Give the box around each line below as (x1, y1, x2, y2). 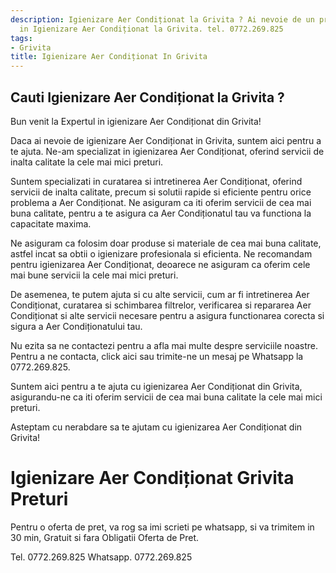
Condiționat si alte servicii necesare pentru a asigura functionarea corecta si (10, 309, 325, 321)
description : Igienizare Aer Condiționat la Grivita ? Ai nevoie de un (10, 14, 315, 25)
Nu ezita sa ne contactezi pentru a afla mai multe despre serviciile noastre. (10, 339, 318, 351)
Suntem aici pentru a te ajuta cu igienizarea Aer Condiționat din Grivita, (10, 380, 303, 392)
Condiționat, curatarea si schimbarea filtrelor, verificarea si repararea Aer (10, 299, 312, 311)
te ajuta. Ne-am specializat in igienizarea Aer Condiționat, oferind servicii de (10, 145, 325, 157)
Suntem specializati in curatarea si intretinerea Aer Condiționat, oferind (10, 175, 303, 187)
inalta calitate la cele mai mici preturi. (10, 156, 164, 168)
